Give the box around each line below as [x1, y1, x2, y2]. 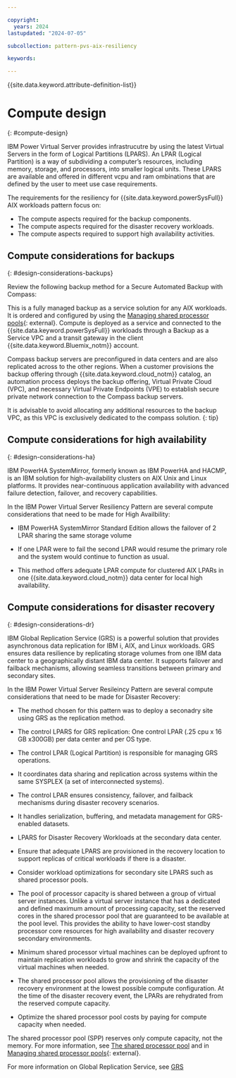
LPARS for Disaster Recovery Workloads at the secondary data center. [17, 833, 222, 842]
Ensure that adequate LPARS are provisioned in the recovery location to [17, 847, 225, 855]
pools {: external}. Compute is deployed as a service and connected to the [7, 318, 222, 327]
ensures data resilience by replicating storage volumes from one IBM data [7, 648, 222, 657]
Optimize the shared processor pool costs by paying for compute [17, 1012, 207, 1021]
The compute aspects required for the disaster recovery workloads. [17, 222, 214, 231]
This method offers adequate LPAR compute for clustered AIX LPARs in [17, 566, 224, 574]
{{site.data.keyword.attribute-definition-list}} [7, 80, 137, 89]
